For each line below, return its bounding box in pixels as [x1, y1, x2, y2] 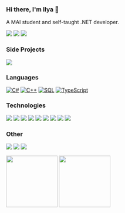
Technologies [6, 101, 46, 109]
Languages [6, 73, 39, 81]
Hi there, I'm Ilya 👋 [6, 5, 59, 14]
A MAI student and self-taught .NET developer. [6, 19, 119, 26]
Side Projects [6, 45, 45, 54]
